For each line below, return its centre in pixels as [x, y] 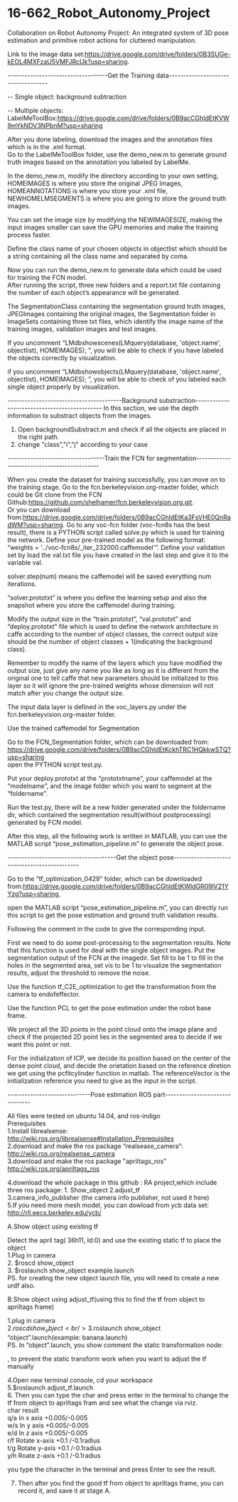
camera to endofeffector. [44, 994]
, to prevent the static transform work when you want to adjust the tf [107, 1358]
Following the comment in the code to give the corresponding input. [107, 929]
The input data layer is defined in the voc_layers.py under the [97, 707]
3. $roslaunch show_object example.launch [71, 1270]
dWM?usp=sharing [35, 524]
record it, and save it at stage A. [64, 1491]
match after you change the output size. [66, 693]
